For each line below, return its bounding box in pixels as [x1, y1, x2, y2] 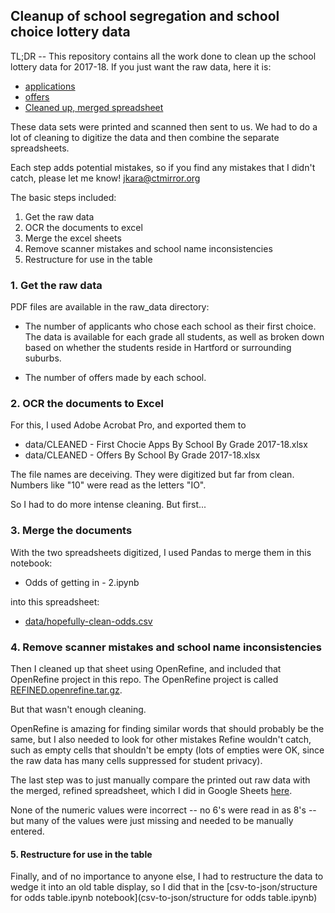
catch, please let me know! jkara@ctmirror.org [10, 172, 201, 184]
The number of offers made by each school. [24, 372, 207, 384]
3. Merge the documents [10, 524, 133, 538]
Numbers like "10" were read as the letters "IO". [10, 479, 207, 491]
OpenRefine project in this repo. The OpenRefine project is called [10, 674, 279, 685]
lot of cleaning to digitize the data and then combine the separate [10, 131, 280, 143]
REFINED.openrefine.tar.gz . [10, 684, 123, 696]
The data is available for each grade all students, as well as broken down [24, 331, 325, 343]
